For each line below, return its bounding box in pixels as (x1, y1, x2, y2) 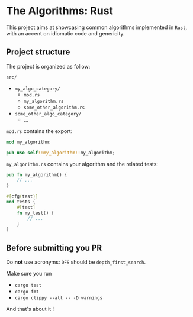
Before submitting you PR (6, 242, 102, 253)
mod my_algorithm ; (6, 139, 52, 145)
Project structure (6, 47, 70, 57)
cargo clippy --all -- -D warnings (14, 295, 103, 301)
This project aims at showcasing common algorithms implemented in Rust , (6, 24, 188, 31)
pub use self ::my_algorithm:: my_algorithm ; (6, 150, 115, 156)
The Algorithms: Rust (6, 4, 114, 18)
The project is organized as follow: (6, 63, 91, 70)
